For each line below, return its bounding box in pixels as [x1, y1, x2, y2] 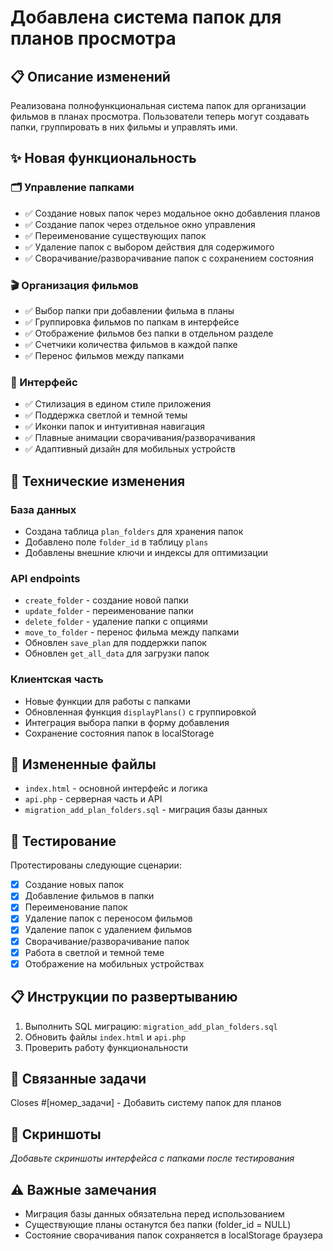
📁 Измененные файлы [10, 756, 157, 773]
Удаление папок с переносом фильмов [24, 912, 193, 925]
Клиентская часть [10, 672, 104, 686]
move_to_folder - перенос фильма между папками [24, 626, 240, 638]
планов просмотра [10, 27, 177, 50]
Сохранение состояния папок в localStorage [24, 727, 215, 739]
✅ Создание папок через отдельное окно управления [24, 218, 256, 230]
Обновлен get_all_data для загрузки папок [24, 647, 210, 660]
